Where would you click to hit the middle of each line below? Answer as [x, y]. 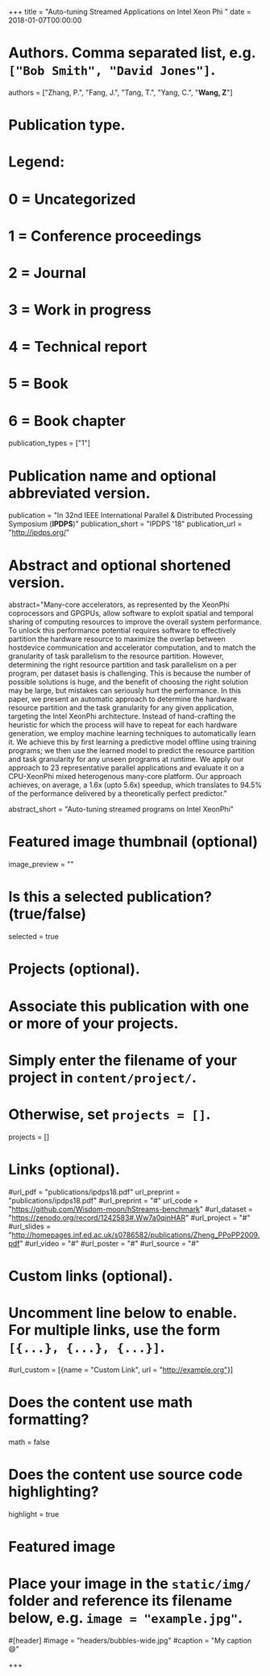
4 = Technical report [78, 347]
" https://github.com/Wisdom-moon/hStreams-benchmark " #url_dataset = [131, 1209]
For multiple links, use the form [114, 1330]
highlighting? [54, 1491]
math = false [29, 1442]
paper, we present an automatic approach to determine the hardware [123, 699]
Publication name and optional [112, 476]
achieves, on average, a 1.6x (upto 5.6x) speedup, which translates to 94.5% [135, 785]
